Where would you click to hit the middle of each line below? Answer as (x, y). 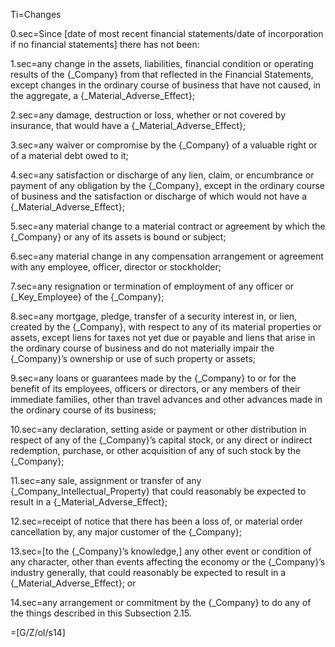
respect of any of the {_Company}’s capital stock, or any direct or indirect (161, 440)
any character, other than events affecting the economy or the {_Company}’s (168, 562)
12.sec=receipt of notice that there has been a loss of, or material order (156, 521)
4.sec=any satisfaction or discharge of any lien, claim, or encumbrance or (162, 175)
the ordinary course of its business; (83, 410)
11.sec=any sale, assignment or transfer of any (106, 480)
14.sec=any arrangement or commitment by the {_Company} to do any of (161, 602)
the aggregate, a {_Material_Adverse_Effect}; (102, 95)
